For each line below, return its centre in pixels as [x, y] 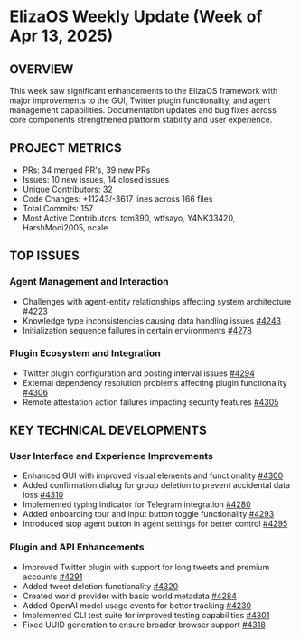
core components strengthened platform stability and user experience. [141, 120]
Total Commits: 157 [58, 208]
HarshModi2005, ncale [65, 227]
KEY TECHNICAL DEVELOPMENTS [108, 431]
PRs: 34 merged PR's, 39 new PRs [86, 170]
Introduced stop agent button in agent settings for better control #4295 [155, 524]
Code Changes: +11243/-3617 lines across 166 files [117, 198]
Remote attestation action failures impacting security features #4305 [150, 402]
